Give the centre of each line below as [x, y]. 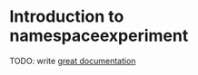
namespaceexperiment [99, 36]
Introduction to [67, 17]
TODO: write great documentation [73, 61]
